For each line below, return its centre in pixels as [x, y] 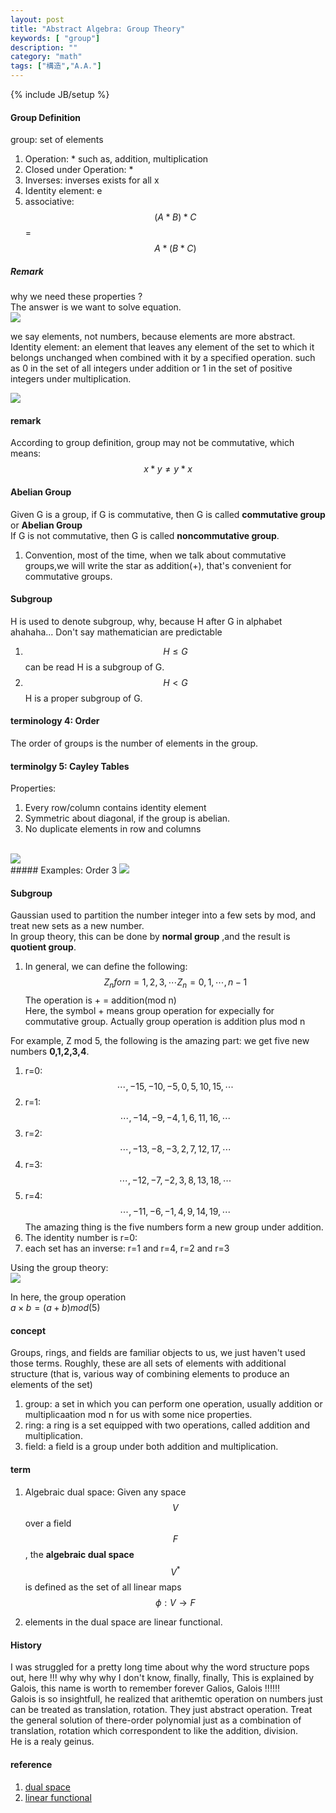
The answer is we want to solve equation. [96, 307]
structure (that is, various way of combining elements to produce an [150, 1374]
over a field [48, 1523]
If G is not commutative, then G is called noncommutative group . [145, 535]
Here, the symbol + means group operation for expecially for [149, 1011]
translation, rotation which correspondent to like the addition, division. [154, 1731]
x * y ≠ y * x [168, 469]
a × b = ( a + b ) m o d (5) [55, 1308]
